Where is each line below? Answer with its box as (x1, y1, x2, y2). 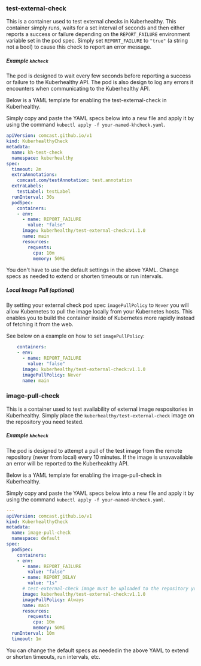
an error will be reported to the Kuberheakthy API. (6, 459, 129, 467)
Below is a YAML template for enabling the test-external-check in (6, 97, 167, 104)
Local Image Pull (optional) (6, 286, 75, 294)
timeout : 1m (11, 635, 42, 642)
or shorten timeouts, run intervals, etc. (6, 653, 100, 660)
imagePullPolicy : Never (22, 372, 82, 378)
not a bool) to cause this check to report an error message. (6, 43, 152, 50)
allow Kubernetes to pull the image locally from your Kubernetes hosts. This (6, 308, 193, 315)
